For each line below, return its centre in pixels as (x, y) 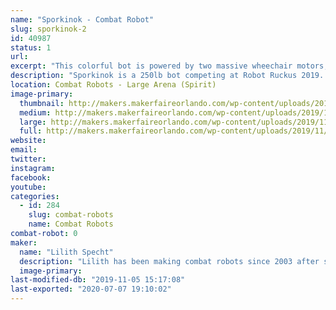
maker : (24, 242)
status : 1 (31, 47)
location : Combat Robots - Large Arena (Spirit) (113, 85)
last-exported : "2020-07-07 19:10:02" (91, 289)
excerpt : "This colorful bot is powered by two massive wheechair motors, (169, 66)
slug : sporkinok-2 (48, 29)
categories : (35, 196)
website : (28, 141)
